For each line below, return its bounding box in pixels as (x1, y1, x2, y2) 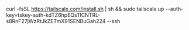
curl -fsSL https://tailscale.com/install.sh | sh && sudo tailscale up (6, 6, 164, 12)
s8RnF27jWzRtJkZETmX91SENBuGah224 (6, 18, 106, 24)
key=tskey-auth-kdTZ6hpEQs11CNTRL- (6, 12, 101, 18)
